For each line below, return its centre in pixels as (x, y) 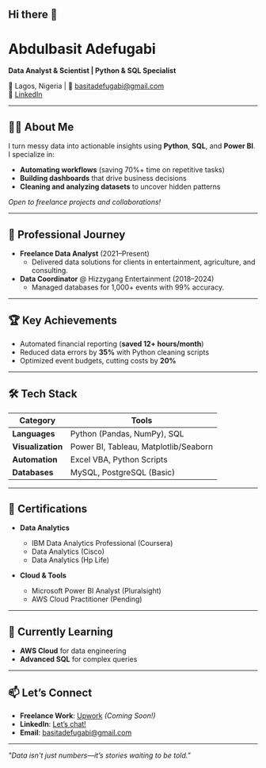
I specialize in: (32, 155)
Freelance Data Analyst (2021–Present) (85, 253)
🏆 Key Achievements (63, 321)
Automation (35, 459)
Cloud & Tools (43, 575)
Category (38, 420)
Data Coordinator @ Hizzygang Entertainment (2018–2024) (117, 278)
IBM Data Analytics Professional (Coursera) (102, 543)
